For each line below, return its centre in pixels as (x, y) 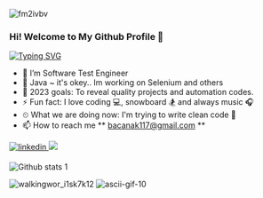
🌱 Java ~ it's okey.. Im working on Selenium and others (123, 83)
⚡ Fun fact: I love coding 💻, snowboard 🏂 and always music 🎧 (138, 102)
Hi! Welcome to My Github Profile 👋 (87, 36)
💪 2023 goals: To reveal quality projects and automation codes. (138, 92)
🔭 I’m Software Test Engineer (75, 73)
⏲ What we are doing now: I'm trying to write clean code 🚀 (129, 115)
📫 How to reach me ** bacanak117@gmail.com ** (114, 125)
